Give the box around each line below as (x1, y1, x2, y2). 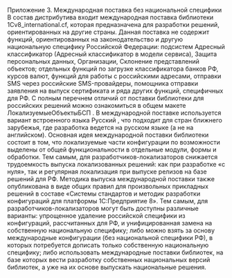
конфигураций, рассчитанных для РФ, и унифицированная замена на (7, 219, 213, 227)
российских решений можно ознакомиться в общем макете (7, 102, 186, 109)
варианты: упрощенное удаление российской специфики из (7, 212, 186, 220)
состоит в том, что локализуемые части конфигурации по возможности (7, 138, 220, 146)
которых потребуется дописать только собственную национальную (7, 241, 209, 249)
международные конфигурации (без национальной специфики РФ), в (7, 234, 213, 241)
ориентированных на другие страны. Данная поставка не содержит (7, 28, 210, 36)
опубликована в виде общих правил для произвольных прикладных (7, 183, 209, 190)
